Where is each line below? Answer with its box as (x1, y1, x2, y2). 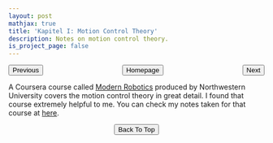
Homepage (125, 66, 160, 75)
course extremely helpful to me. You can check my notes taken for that (8, 99, 246, 110)
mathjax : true (8, 19, 57, 28)
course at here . (8, 108, 59, 118)
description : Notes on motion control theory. (8, 34, 169, 43)
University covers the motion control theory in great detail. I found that (8, 91, 245, 101)
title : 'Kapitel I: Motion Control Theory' (8, 27, 158, 35)
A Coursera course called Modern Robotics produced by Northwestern (8, 82, 246, 92)
